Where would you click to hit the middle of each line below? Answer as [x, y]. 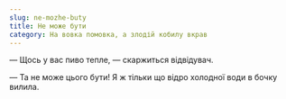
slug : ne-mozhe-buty [48, 18]
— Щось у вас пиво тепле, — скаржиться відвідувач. [111, 60]
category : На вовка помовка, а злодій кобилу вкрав [108, 34]
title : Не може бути [48, 26]
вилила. [24, 87]
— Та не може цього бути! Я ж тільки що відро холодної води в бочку [143, 77]
